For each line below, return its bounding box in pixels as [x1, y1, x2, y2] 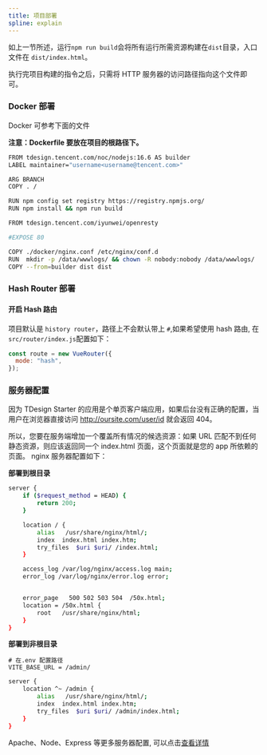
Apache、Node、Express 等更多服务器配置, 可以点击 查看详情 [8, 737, 210, 747]
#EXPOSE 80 [8, 233, 45, 241]
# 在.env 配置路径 [8, 657, 64, 665]
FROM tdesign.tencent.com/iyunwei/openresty [8, 219, 159, 228]
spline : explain [8, 19, 62, 27]
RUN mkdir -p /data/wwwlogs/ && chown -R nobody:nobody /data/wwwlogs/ [8, 255, 255, 264]
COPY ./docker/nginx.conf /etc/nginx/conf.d [8, 248, 159, 256]
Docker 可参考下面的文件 [8, 121, 90, 130]
